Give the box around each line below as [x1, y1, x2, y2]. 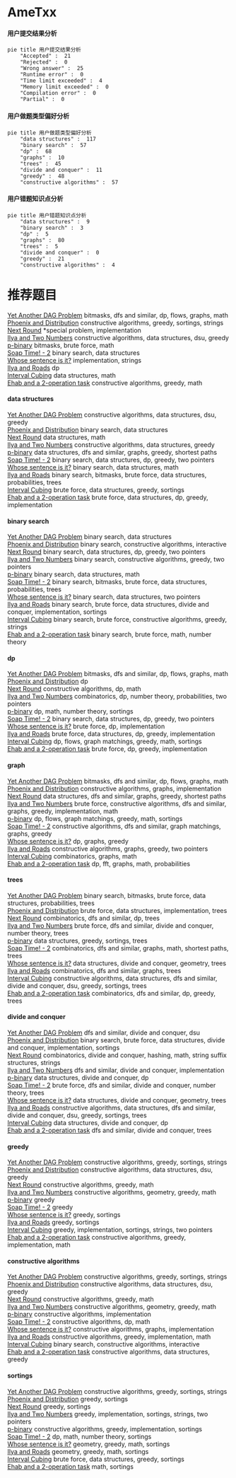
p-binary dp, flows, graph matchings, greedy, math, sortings [7, 814, 183, 822]
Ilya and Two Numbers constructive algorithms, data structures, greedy [7, 440, 216, 449]
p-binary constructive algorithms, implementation [7, 1310, 152, 1319]
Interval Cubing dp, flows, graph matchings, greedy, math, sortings [7, 737, 203, 746]
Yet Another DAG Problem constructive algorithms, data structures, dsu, [7, 410, 217, 419]
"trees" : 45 [20, 160, 61, 167]
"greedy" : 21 [20, 255, 65, 262]
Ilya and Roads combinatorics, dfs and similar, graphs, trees [7, 966, 182, 974]
